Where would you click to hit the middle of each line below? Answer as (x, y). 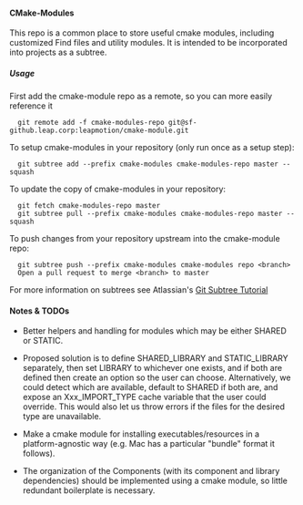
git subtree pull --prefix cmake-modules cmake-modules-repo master (150, 214)
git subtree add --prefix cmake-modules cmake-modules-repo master (148, 164)
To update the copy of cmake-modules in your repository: (117, 189)
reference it (31, 106)
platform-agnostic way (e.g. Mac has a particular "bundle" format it (149, 444)
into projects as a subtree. (58, 52)
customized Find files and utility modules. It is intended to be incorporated (149, 43)
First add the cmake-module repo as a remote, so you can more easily (141, 97)
